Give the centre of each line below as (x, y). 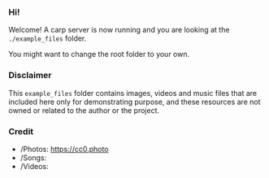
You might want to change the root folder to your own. (99, 54)
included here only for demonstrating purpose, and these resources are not (135, 102)
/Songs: (33, 158)
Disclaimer (30, 76)
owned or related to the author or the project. (84, 110)
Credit (21, 131)
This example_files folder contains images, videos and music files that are (133, 93)
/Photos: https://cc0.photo (64, 149)
